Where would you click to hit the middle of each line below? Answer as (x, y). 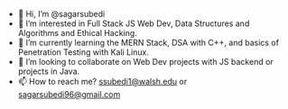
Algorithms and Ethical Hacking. (77, 33)
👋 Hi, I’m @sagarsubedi (61, 14)
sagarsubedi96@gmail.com (69, 94)
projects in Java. (49, 71)
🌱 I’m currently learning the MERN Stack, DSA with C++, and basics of (149, 42)
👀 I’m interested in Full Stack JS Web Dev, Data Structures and (134, 23)
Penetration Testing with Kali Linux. (83, 52)
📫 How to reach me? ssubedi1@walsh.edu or (102, 82)
